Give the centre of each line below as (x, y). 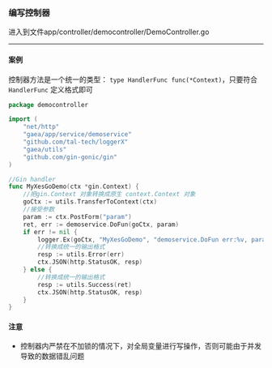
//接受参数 (39, 209)
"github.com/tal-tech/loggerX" (76, 142)
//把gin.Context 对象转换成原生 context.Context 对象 (109, 195)
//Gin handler (32, 179)
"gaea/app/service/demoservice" (77, 135)
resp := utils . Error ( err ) (81, 255)
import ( (23, 119)
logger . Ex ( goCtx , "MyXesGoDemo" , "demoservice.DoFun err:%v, (143, 240)
